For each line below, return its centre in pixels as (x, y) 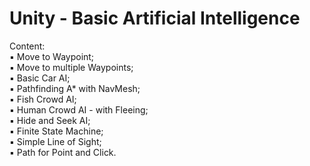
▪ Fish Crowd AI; (43, 99)
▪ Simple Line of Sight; (55, 141)
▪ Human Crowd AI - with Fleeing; (79, 109)
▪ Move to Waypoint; (52, 56)
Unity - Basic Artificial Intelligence (155, 18)
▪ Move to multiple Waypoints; (71, 67)
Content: (27, 46)
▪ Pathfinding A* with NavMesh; (75, 88)
